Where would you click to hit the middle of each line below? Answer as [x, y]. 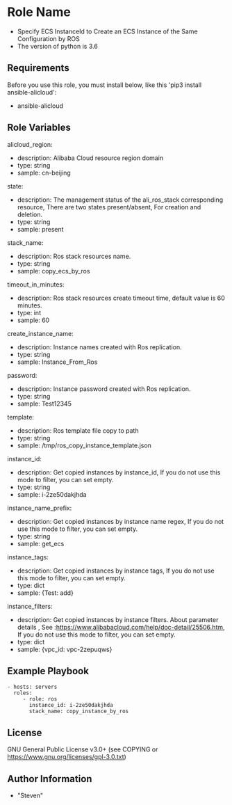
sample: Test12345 [44, 404]
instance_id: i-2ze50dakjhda [71, 706]
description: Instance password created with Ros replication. [104, 389]
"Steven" [30, 795]
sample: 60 [33, 320]
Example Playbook [48, 671]
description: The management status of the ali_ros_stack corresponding [120, 200]
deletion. [30, 214]
